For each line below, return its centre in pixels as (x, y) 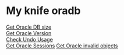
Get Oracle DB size (29, 27)
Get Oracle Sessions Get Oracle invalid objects (62, 46)
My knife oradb (43, 11)
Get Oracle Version (29, 33)
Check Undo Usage (30, 39)
